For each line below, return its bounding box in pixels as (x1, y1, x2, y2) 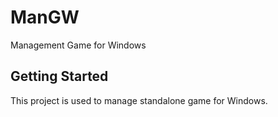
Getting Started (10, 68, 109, 85)
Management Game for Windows (10, 39, 147, 51)
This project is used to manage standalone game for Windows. (10, 94, 268, 106)
